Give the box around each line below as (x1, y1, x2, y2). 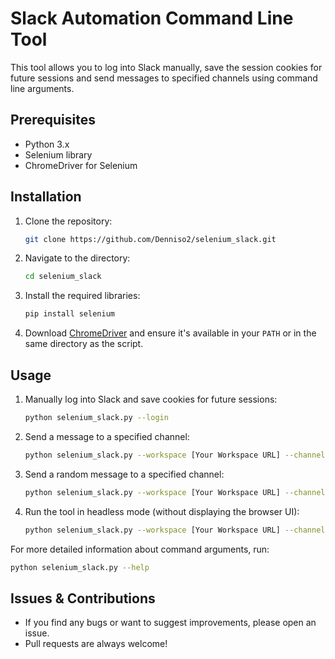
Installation (10, 188, 82, 206)
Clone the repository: (24, 215, 113, 227)
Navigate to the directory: (24, 252, 131, 264)
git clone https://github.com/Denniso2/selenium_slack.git (24, 234, 277, 244)
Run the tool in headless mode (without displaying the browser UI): (24, 505, 300, 517)
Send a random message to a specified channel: (24, 468, 225, 480)
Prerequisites (10, 112, 96, 129)
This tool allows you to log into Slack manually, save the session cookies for (10, 61, 323, 73)
